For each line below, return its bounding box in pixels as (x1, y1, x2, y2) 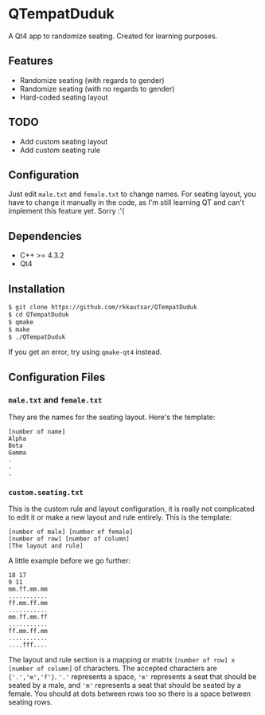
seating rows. (8, 697, 53, 707)
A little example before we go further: (8, 556, 131, 566)
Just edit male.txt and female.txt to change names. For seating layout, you (8, 189, 256, 199)
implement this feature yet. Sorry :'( (8, 206, 125, 216)
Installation (8, 282, 65, 296)
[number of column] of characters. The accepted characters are (8, 663, 217, 674)
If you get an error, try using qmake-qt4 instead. (8, 348, 162, 357)
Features (8, 54, 53, 68)
